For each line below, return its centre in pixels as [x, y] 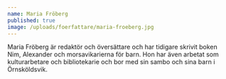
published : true [31, 20]
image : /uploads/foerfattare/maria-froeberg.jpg [81, 27]
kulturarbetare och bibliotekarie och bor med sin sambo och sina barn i [111, 62]
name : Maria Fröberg [38, 14]
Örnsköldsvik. [27, 69]
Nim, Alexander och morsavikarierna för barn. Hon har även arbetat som [113, 54]
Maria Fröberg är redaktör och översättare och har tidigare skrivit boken [113, 47]
